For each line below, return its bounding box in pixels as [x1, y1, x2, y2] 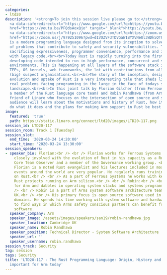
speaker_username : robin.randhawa [9, 239, 81, 244]
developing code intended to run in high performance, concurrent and [9, 58, 159, 63]
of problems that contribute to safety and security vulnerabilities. [9, 44, 159, 49]
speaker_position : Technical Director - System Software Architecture [9, 230, 159, 235]
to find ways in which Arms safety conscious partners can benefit [14, 202, 157, 207]
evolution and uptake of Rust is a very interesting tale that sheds [9, 77, 157, 82]
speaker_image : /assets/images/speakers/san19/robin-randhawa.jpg [9, 216, 150, 221]
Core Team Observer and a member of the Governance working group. [14, 160, 157, 165]
